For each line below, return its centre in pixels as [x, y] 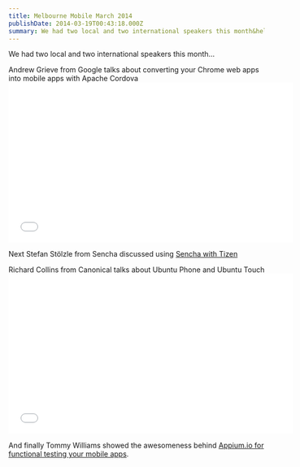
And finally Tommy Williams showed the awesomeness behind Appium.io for [136, 445]
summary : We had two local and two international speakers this [120, 31]
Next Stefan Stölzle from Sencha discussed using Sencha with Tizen [123, 254]
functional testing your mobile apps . [69, 454]
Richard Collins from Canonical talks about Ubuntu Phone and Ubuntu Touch [137, 270]
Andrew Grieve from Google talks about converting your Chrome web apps [134, 70]
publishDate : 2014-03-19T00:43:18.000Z [76, 24]
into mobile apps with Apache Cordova [74, 79]
